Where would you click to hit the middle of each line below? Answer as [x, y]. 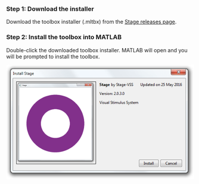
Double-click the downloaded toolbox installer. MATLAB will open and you [97, 50]
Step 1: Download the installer [50, 9]
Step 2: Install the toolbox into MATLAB [64, 37]
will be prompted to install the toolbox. [53, 56]
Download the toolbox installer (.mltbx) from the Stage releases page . [91, 22]
